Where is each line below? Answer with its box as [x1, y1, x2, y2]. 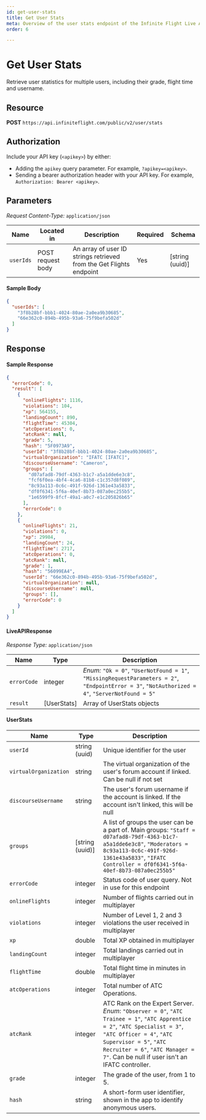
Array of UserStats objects [82, 699, 159, 708]
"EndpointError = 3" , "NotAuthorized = [82, 681, 197, 690]
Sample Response [6, 361, 53, 368]
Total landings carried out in [103, 946, 184, 954]
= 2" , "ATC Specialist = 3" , [103, 1022, 184, 1030]
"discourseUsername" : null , [22, 585, 95, 592]
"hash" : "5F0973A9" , [22, 443, 75, 449]
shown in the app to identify [103, 1095, 183, 1104]
